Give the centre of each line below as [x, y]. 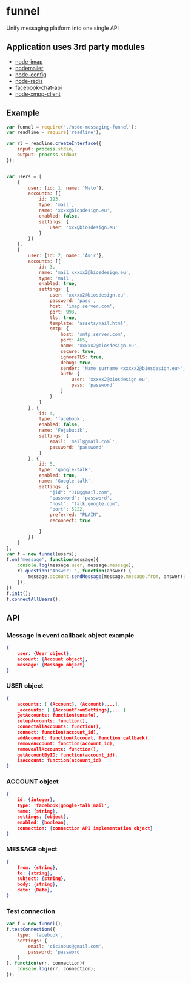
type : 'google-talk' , [66, 470]
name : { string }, [38, 811]
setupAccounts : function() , [52, 721]
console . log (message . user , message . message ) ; [76, 565]
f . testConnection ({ [31, 930]
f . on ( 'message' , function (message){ [52, 560]
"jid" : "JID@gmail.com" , [81, 492]
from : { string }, [38, 867]
